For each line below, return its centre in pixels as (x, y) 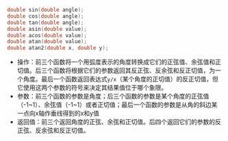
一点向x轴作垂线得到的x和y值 (58, 114)
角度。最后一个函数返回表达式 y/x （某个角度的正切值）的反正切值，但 (121, 79)
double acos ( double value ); (47, 35)
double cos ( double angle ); (46, 16)
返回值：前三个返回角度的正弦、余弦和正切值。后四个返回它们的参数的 (116, 122)
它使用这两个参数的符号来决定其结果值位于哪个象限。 (92, 88)
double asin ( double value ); (47, 29)
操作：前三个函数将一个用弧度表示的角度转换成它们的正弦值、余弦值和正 (119, 62)
